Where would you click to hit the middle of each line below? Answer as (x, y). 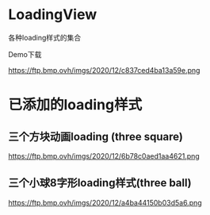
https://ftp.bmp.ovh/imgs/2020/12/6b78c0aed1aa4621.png (104, 155)
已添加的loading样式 (75, 105)
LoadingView (53, 15)
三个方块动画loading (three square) (96, 136)
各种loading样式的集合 (45, 37)
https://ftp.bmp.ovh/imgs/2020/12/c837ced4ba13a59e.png (104, 70)
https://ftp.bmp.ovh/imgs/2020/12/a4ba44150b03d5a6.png (105, 202)
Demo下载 (25, 54)
